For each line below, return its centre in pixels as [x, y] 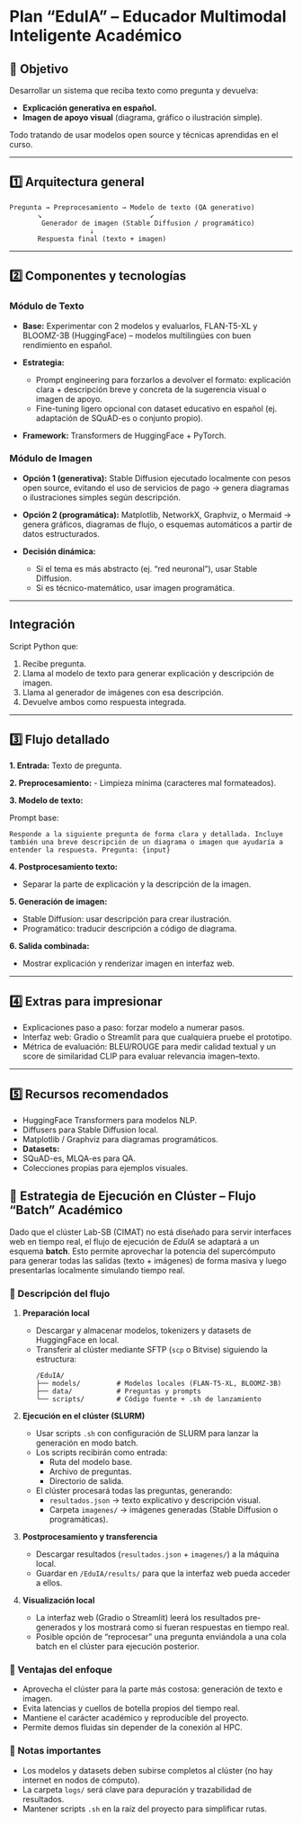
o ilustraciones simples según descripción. [102, 497]
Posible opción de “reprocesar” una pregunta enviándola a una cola [161, 1637]
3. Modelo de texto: [46, 800]
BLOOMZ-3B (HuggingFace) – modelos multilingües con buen [137, 335]
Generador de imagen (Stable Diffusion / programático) [148, 223]
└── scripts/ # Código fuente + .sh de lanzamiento [149, 1399]
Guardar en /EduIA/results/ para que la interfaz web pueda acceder [163, 1573]
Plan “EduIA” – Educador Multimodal [148, 17]
